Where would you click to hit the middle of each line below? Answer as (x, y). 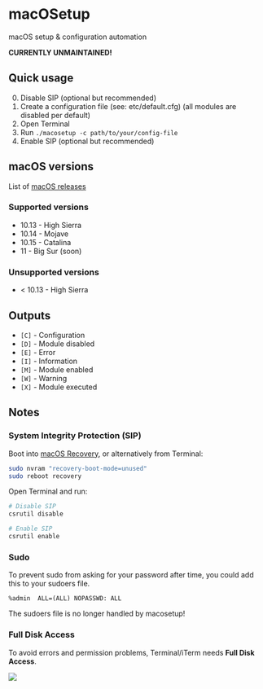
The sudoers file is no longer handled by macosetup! (97, 614)
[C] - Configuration (53, 335)
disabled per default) (55, 115)
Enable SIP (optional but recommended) (87, 141)
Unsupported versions (54, 272)
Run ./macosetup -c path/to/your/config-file (99, 132)
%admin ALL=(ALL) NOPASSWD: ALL (65, 599)
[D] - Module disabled (57, 344)
